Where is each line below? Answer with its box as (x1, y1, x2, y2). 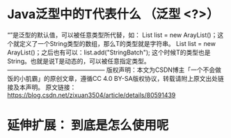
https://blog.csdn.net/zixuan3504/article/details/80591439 (7, 91, 176, 99)
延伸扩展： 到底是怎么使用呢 (7, 118, 169, 133)
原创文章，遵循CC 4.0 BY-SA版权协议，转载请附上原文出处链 (49, 74, 225, 82)
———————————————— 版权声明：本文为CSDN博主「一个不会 (7, 66, 216, 74)
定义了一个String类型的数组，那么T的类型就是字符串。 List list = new (19, 39, 216, 47)
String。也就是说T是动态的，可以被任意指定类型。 (7, 56, 151, 65)
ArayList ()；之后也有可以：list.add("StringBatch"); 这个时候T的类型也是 (7, 48, 211, 56)
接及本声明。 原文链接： (7, 83, 77, 91)
